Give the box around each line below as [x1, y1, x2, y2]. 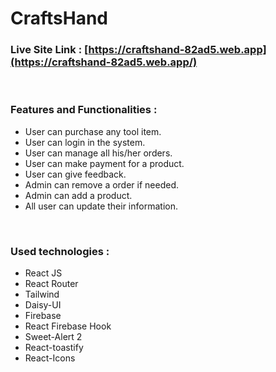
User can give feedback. [24, 168, 127, 180]
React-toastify [24, 342, 84, 354]
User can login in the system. [24, 136, 146, 148]
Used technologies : [10, 244, 110, 258]
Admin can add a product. [24, 189, 133, 201]
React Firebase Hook [24, 320, 112, 332]
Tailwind [24, 288, 60, 301]
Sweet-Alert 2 [24, 331, 83, 343]
